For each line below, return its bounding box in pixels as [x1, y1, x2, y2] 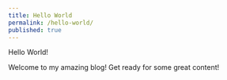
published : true [8, 26, 62, 34]
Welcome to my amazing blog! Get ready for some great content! [8, 63, 220, 72]
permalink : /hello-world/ [8, 19, 93, 27]
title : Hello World [8, 11, 73, 20]
